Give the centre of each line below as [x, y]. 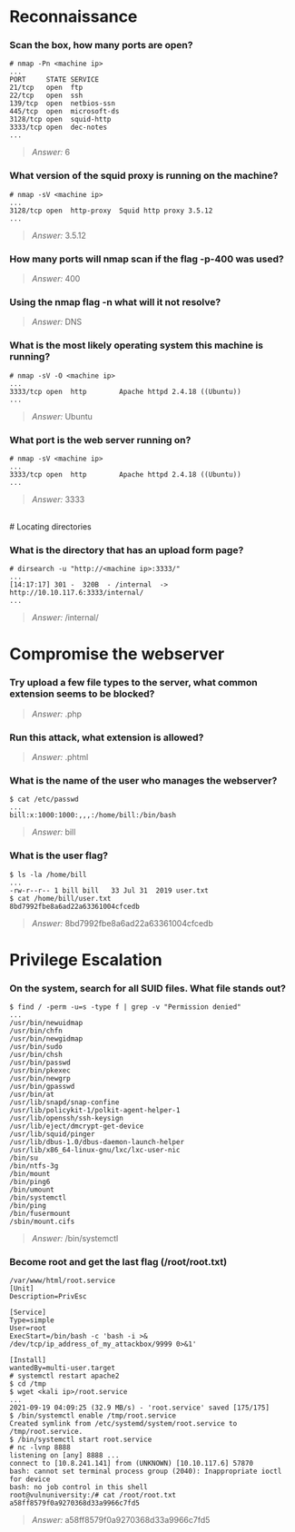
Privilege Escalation [86, 959]
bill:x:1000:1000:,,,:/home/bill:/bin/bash [93, 815]
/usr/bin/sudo [36, 1047]
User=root [28, 1329]
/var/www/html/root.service [63, 1281]
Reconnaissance [74, 17]
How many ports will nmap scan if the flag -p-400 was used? [147, 259]
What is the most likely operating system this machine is [137, 345]
